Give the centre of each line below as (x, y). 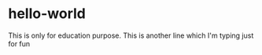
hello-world (47, 14)
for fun (19, 43)
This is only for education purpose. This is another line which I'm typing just (131, 35)
